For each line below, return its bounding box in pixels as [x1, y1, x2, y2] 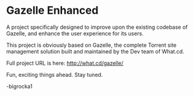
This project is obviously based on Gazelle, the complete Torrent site [6, 41, 177, 49]
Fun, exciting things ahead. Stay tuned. [6, 71, 103, 78]
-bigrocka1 [6, 82, 33, 90]
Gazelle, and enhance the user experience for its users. [6, 29, 144, 37]
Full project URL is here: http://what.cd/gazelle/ [6, 59, 124, 67]
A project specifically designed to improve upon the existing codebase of [6, 23, 188, 31]
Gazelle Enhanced [6, 4, 99, 17]
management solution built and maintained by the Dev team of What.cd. [6, 47, 185, 55]
